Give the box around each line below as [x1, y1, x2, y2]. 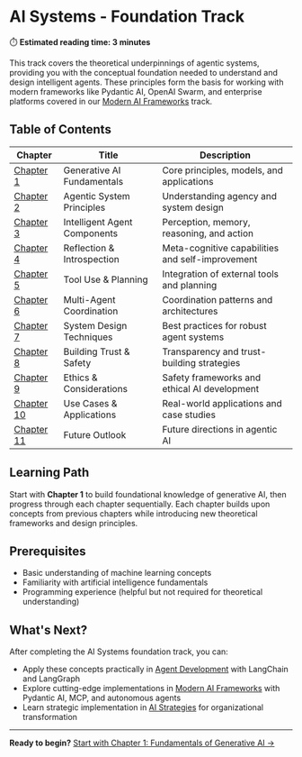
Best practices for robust [161, 319, 267, 332]
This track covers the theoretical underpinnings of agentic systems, [9, 57, 260, 68]
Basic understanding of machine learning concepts [22, 568, 212, 579]
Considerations [63, 382, 129, 395]
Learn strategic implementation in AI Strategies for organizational [22, 702, 263, 713]
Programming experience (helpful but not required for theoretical [22, 587, 263, 597]
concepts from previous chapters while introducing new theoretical [9, 507, 258, 519]
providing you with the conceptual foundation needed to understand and [9, 67, 279, 78]
